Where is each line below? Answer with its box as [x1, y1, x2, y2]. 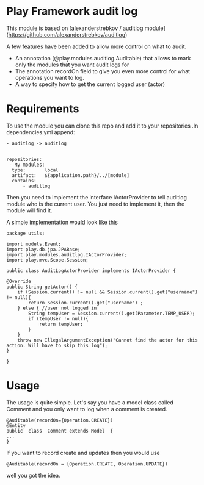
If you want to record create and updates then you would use [6, 449, 160, 456]
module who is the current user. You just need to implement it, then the [6, 200, 185, 207]
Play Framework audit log [6, 4, 138, 18]
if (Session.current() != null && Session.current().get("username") [17, 289, 199, 295]
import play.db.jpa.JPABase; [6, 246, 81, 253]
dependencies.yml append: [6, 128, 75, 135]
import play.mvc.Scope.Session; [6, 257, 89, 263]
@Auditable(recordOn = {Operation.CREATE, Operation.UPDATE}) [6, 461, 168, 467]
